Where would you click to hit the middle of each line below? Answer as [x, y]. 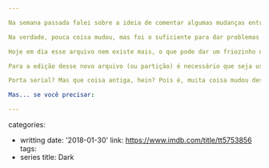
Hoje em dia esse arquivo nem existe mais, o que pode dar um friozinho [132, 52]
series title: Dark [47, 157]
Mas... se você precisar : [51, 95]
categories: [27, 124]
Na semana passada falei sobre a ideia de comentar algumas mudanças [127, 22]
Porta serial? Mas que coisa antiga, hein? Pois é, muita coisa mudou [128, 81]
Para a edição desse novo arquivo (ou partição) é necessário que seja [130, 66]
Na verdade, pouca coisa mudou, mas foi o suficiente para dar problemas [134, 37]
